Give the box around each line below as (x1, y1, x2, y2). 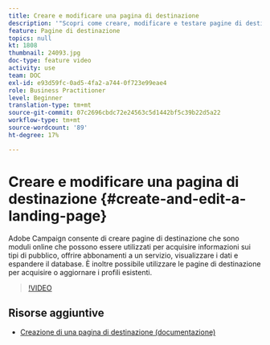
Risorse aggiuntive (8, 306, 104, 319)
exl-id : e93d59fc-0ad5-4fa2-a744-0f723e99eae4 (8, 79, 167, 87)
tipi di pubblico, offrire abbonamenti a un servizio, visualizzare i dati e (8, 250, 239, 260)
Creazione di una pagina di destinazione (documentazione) (19, 327, 216, 337)
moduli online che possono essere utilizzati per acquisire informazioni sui (8, 241, 252, 251)
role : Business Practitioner (8, 86, 106, 95)
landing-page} (8, 206, 108, 225)
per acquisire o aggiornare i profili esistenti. (8, 267, 153, 277)
